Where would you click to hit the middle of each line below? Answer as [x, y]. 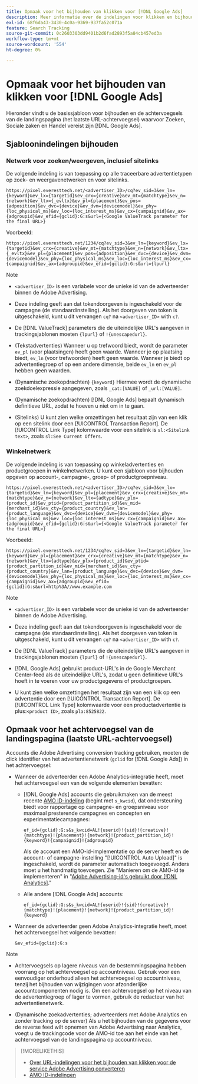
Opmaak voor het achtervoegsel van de [80, 730]
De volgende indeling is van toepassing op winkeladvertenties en [85, 464]
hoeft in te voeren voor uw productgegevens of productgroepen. [93, 680]
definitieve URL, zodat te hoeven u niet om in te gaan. [80, 406]
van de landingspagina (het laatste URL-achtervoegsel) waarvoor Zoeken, [96, 119]
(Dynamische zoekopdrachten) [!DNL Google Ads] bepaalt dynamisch [99, 400]
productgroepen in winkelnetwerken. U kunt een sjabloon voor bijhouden [95, 470]
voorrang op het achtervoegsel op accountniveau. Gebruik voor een [97, 972]
